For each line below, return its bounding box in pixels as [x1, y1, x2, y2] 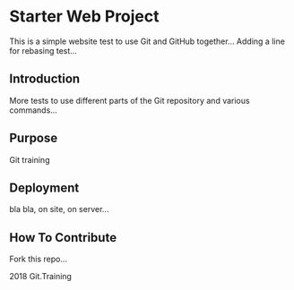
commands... [9, 105, 58, 115]
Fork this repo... [9, 253, 68, 265]
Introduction [9, 72, 81, 87]
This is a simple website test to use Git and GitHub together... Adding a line [9, 36, 285, 47]
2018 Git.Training [9, 271, 72, 282]
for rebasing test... [9, 45, 78, 55]
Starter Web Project [9, 6, 160, 27]
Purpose [9, 131, 58, 146]
